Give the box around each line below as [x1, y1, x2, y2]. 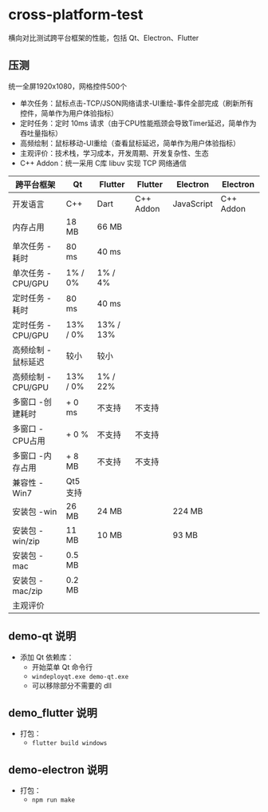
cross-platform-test [8, 6, 144, 24]
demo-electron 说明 [8, 762, 108, 776]
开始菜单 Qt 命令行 [31, 662, 93, 671]
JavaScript [172, 198, 213, 209]
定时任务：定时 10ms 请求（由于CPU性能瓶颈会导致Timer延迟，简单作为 [19, 118, 257, 128]
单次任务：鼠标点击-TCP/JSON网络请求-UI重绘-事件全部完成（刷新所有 [19, 98, 254, 108]
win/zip [12, 535, 40, 546]
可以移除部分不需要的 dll [31, 680, 112, 690]
